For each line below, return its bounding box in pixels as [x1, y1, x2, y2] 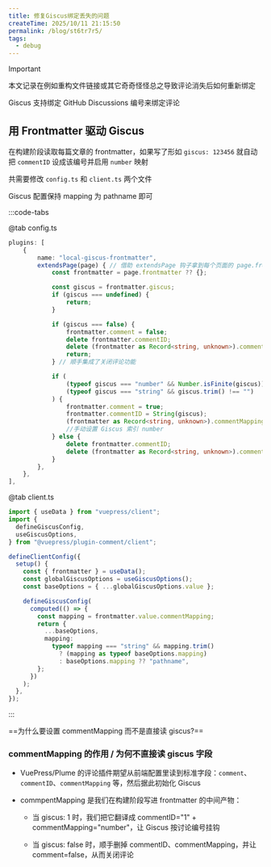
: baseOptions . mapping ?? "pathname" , [59, 657, 190, 665]
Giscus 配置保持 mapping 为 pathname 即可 [8, 191, 153, 200]
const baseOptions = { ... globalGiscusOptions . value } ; [23, 583, 215, 591]
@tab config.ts [8, 223, 58, 233]
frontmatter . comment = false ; [65, 328, 168, 336]
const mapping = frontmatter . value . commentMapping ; [37, 612, 215, 621]
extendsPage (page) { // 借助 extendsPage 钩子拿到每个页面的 [37, 261, 234, 269]
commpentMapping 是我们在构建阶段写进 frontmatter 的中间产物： [19, 795, 242, 805]
